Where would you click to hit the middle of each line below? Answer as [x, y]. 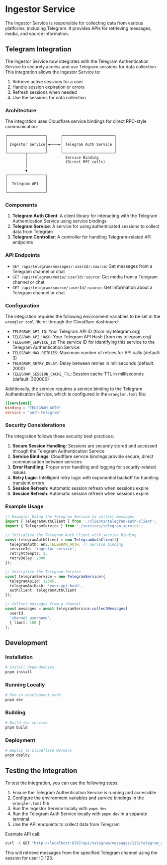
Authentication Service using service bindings [59, 221]
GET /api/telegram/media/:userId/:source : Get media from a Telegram [85, 277]
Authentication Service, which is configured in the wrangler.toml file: [76, 394]
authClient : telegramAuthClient [43, 590]
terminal [21, 819]
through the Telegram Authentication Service [58, 451]
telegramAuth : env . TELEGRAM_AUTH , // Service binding [66, 544]
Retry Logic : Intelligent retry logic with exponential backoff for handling [85, 477]
